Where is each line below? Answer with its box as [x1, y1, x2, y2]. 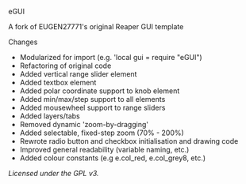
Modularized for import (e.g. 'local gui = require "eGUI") [19, 53, 202, 62]
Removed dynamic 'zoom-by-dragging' [19, 120, 149, 129]
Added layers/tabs [19, 111, 81, 121]
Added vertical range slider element [19, 69, 137, 78]
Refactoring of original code [19, 61, 112, 70]
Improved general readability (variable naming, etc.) [19, 145, 190, 154]
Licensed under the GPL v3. [8, 169, 99, 178]
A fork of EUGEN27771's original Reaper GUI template [8, 22, 184, 31]
